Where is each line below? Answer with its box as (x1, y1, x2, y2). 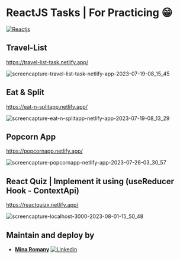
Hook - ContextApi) (6, 185, 80, 195)
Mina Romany (14, 246, 50, 252)
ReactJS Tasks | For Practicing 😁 (6, 6, 173, 20)
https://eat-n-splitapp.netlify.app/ (6, 103, 88, 110)
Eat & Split (6, 87, 44, 97)
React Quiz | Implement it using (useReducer (6, 176, 175, 187)
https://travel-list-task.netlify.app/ (6, 58, 89, 65)
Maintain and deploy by (6, 230, 95, 240)
